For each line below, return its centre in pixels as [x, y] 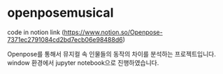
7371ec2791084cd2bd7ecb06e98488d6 [65, 39]
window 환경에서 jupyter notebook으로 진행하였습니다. [83, 62]
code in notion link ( [36, 32]
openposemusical [60, 13]
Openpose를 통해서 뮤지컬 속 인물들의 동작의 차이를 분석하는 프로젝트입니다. [112, 54]
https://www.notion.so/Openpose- [113, 32]
